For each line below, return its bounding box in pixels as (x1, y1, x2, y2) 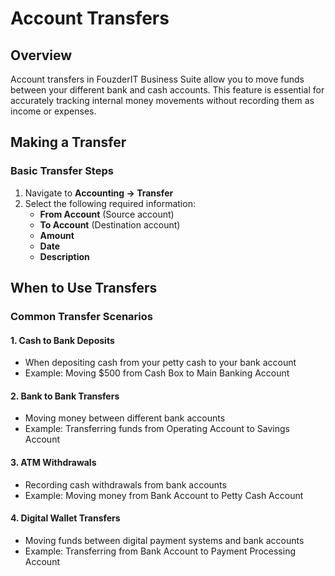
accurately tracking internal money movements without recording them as (10, 95, 315, 106)
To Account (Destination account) (39, 218, 181, 231)
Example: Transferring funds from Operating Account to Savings (24, 423, 290, 435)
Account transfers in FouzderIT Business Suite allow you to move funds (10, 73, 305, 85)
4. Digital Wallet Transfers (10, 512, 121, 524)
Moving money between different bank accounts (24, 412, 226, 424)
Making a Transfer (10, 134, 127, 151)
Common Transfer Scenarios (10, 310, 153, 323)
